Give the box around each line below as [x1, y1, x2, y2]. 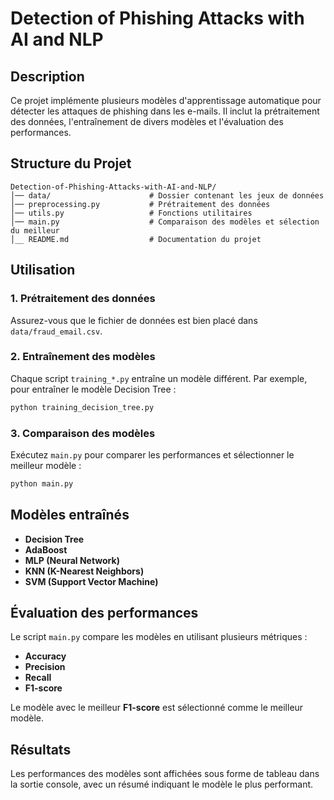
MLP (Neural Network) [24, 554, 120, 566]
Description [10, 68, 85, 85]
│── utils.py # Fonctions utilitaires [10, 208, 253, 218]
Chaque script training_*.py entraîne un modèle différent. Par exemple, [10, 372, 308, 384]
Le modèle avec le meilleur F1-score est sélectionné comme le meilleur [10, 702, 304, 714]
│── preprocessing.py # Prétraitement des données [10, 199, 271, 209]
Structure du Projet [10, 155, 132, 172]
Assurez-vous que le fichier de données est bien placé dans [10, 314, 258, 326]
